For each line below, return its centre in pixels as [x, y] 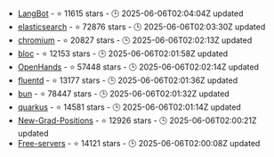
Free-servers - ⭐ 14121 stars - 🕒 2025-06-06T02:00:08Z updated [139, 143]
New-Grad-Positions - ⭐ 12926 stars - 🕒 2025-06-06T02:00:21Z [137, 120]
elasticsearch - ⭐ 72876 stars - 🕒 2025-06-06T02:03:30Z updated [141, 27]
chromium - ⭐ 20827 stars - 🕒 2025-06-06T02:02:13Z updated [135, 40]
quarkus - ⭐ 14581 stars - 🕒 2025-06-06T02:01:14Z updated [129, 107]
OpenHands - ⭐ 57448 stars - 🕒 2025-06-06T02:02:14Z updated [138, 67]
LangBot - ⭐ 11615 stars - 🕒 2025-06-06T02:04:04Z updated [130, 13]
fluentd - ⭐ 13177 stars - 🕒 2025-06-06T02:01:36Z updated [128, 80]
